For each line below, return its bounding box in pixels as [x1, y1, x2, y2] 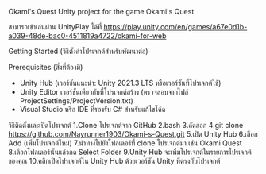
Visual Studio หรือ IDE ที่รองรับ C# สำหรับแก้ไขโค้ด [19, 105, 166, 114]
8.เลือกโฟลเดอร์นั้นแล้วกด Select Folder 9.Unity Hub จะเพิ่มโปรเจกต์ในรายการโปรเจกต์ [8, 147, 252, 157]
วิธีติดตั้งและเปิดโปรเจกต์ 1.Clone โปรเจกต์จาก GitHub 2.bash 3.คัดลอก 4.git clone [8, 121, 244, 130]
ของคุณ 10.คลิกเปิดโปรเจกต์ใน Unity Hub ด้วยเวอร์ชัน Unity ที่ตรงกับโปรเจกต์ [8, 157, 221, 165]
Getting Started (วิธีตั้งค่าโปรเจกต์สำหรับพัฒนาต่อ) [8, 47, 148, 56]
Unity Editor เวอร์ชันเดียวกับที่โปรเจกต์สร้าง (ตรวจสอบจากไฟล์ [19, 87, 189, 96]
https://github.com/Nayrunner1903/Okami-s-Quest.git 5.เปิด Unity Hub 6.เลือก [8, 130, 258, 138]
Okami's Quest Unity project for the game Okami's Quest [8, 7, 195, 16]
